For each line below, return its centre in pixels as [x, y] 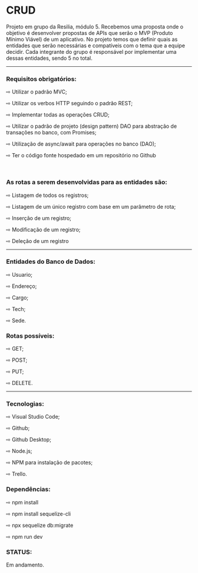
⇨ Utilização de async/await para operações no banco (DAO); [81, 144]
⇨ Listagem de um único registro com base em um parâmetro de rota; [91, 206]
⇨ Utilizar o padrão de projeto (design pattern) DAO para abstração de [92, 126]
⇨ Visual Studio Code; [33, 417]
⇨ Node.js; [19, 451]
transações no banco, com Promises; [51, 132]
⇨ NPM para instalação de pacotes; [49, 462]
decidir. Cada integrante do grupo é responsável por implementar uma [91, 51]
